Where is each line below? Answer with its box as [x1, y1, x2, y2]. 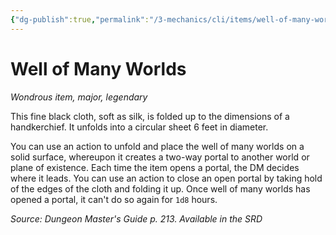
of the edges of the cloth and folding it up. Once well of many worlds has [10, 182, 311, 195]
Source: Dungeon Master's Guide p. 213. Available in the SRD [10, 212, 263, 225]
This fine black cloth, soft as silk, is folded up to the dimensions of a [10, 110, 290, 122]
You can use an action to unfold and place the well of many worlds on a [10, 140, 305, 152]
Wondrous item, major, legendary [10, 91, 148, 103]
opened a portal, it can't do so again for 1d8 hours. [10, 193, 218, 205]
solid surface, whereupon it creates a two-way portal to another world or [10, 151, 310, 163]
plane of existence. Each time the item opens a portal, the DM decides [10, 161, 300, 173]
